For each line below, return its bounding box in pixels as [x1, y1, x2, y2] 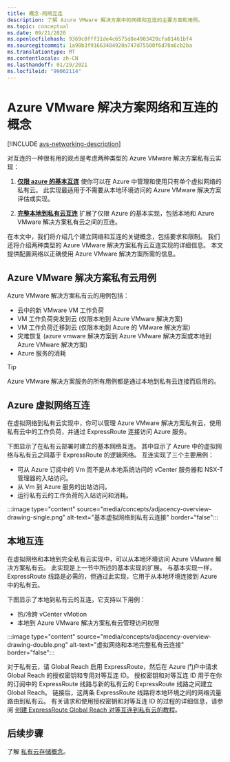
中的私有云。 [7, 580, 43, 589]
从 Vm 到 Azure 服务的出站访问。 [17, 483, 112, 491]
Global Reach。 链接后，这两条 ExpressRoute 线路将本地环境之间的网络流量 [7, 688, 222, 697]
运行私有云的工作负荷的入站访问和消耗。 [17, 491, 132, 500]
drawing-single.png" [7, 513, 66, 522]
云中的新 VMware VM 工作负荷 [17, 306, 105, 314]
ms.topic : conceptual [7, 23, 70, 30]
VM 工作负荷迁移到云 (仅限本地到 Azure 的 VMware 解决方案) [17, 323, 191, 331]
